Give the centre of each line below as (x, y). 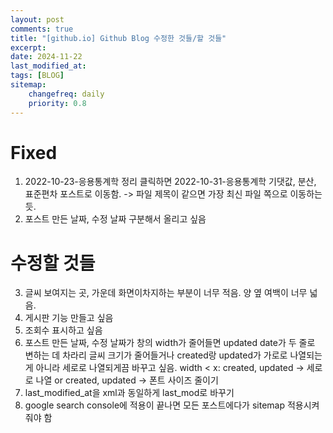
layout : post (37, 19)
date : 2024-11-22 (46, 57)
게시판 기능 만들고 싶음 (69, 318)
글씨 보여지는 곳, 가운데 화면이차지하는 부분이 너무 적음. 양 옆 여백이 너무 (166, 293)
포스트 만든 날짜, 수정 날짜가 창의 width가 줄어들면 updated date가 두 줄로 (170, 343)
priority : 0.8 (57, 103)
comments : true (42, 29)
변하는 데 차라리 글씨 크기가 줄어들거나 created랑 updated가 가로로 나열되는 (173, 355)
